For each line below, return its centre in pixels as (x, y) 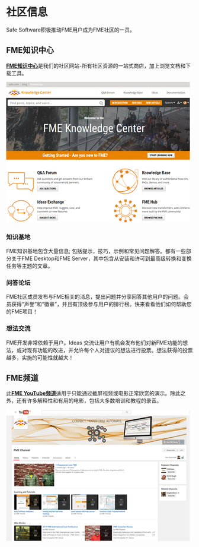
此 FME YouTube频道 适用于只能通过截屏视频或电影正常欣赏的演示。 (88, 393)
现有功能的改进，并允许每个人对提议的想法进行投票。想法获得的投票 (110, 350)
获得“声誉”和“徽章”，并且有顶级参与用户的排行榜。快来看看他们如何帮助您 (101, 304)
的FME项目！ (22, 312)
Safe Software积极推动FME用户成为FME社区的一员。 (70, 30)
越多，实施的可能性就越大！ (40, 358)
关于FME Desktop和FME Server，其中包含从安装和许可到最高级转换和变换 (101, 258)
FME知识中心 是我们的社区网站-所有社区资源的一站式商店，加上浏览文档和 (96, 65)
